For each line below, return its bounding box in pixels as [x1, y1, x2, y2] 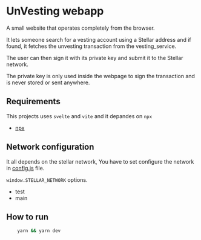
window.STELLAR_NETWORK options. [6, 176, 88, 183]
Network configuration [6, 142, 94, 152]
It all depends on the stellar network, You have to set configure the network [6, 158, 194, 165]
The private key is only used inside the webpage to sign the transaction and [6, 72, 196, 79]
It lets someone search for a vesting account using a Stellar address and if [6, 36, 192, 43]
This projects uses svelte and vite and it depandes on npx [6, 112, 153, 119]
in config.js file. [6, 164, 45, 172]
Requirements [6, 96, 61, 107]
